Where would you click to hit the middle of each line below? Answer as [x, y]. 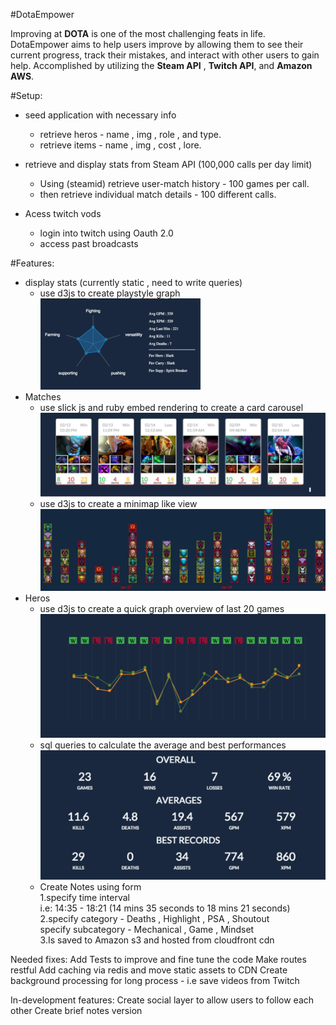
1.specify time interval [84, 898]
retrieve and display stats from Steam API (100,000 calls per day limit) [168, 164]
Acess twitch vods [63, 213]
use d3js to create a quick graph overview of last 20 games [162, 608]
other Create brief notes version [76, 1011]
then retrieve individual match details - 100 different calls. [158, 194]
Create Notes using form [90, 887]
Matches [43, 397]
